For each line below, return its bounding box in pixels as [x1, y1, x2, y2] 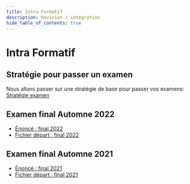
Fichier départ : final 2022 [14, 131, 79, 138]
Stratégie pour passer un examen [6, 70, 133, 80]
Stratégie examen [6, 92, 50, 99]
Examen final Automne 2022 [6, 109, 115, 119]
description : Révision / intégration [6, 14, 100, 20]
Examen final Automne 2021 [6, 149, 114, 159]
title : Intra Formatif [6, 8, 63, 15]
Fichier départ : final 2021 [14, 171, 78, 178]
